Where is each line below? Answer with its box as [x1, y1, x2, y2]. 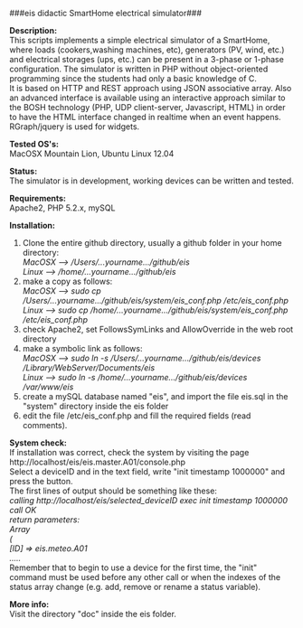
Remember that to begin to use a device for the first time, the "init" [9, 562, 258, 573]
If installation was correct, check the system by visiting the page [9, 447, 250, 457]
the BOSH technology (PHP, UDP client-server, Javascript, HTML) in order [9, 102, 286, 112]
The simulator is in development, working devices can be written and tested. [9, 175, 294, 186]
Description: [9, 25, 57, 35]
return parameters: [9, 514, 80, 525]
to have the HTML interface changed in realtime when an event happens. [9, 112, 282, 122]
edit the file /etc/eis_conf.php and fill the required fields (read [22, 410, 251, 421]
